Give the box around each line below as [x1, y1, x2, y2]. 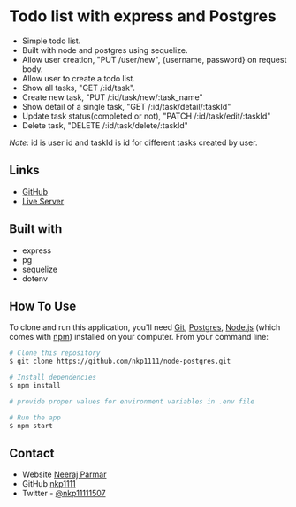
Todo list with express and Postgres [9, 6, 277, 27]
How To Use [9, 298, 77, 313]
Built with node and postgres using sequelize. [21, 44, 188, 55]
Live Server [21, 196, 65, 206]
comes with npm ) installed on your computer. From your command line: [9, 332, 269, 342]
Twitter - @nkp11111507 [21, 488, 106, 499]
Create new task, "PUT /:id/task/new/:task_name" [21, 91, 203, 103]
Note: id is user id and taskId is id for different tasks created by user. [9, 137, 258, 148]
